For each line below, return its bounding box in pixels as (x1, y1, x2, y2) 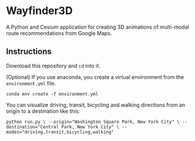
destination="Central (6, 124, 59, 130)
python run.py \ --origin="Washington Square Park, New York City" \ (6, 119, 180, 125)
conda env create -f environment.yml (6, 91, 99, 97)
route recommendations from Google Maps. (6, 29, 112, 36)
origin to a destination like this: (6, 107, 80, 115)
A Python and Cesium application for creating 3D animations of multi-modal (6, 23, 189, 30)
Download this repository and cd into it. (6, 62, 101, 69)
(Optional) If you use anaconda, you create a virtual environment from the (6, 73, 184, 80)
